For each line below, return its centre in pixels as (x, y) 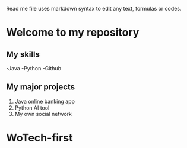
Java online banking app (45, 101)
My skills (23, 54)
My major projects (41, 87)
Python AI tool (32, 107)
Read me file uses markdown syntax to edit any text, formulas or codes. (94, 9)
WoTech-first (39, 138)
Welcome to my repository (73, 33)
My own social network (43, 114)
